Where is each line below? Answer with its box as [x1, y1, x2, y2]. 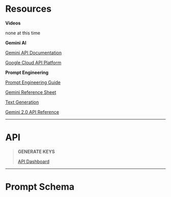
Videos [5, 20, 21, 26]
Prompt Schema [5, 181, 75, 193]
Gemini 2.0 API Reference [5, 109, 60, 115]
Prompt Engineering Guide [5, 79, 61, 85]
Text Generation [5, 99, 39, 105]
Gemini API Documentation [5, 50, 62, 56]
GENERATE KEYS [17, 149, 55, 155]
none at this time [5, 30, 41, 36]
